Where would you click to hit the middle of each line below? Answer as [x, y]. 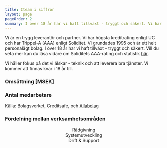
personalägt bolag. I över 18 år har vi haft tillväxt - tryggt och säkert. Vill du [82, 48]
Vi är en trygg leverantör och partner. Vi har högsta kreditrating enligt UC [80, 38]
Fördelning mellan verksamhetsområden [55, 119]
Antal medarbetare [29, 95]
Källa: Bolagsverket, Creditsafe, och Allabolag [52, 106]
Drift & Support [84, 140]
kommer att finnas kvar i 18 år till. [39, 69]
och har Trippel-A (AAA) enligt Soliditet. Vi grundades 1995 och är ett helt [81, 43]
